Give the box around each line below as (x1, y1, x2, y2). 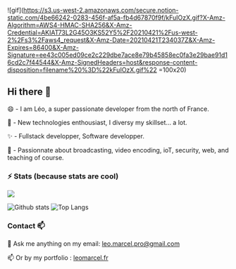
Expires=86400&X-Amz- (7, 44, 80, 51)
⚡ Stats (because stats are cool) (7, 171, 119, 181)
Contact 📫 (7, 221, 45, 231)
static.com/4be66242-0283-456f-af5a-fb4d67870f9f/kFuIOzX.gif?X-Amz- (7, 13, 225, 22)
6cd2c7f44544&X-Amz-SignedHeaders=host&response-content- (7, 58, 198, 66)
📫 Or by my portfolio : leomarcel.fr (7, 254, 108, 262)
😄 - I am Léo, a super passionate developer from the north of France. (7, 105, 209, 113)
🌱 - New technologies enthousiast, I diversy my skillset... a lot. (7, 118, 188, 126)
